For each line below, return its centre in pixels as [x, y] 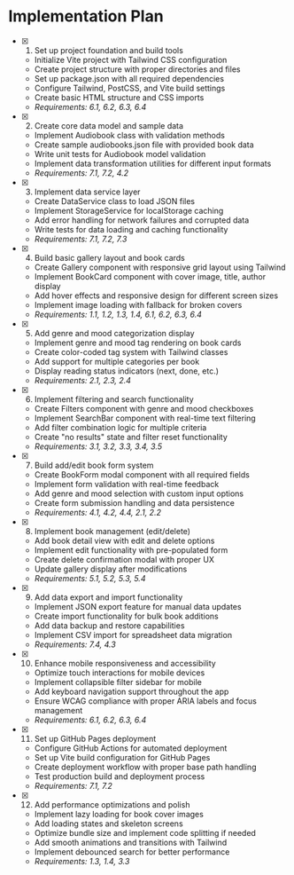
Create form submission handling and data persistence [135, 502]
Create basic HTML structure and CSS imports [119, 97]
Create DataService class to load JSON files [115, 201]
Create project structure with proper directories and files [137, 69]
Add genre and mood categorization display [115, 333]
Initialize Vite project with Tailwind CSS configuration [131, 59]
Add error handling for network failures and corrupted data [142, 220]
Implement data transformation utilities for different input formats [153, 163]
